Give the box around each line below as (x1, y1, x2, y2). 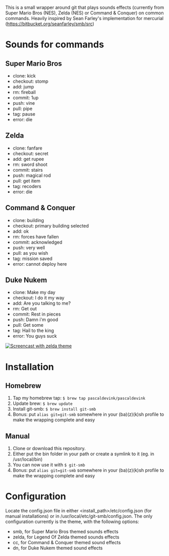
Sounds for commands (5, 39, 104, 50)
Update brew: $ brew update (12, 400, 73, 406)
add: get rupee (12, 156, 45, 162)
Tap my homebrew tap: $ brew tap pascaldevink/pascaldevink (12, 395, 145, 401)
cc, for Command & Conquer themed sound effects (12, 540, 121, 546)
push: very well (12, 244, 45, 251)
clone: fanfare (12, 145, 43, 151)
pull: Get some (12, 322, 44, 328)
